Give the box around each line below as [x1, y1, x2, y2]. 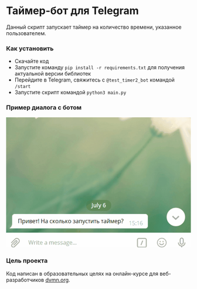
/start [14, 84, 31, 90]
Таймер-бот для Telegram [6, 4, 139, 18]
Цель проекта [6, 257, 48, 265]
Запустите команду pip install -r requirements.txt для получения [14, 64, 185, 71]
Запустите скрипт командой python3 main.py [14, 89, 127, 96]
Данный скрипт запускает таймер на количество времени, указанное [6, 23, 182, 30]
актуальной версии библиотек [14, 70, 91, 77]
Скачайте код [14, 57, 49, 65]
